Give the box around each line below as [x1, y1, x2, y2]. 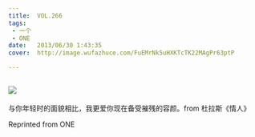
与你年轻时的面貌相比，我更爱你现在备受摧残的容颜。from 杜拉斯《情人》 [8, 103, 251, 113]
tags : [8, 19, 26, 27]
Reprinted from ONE [8, 119, 75, 129]
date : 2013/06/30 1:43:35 [8, 42, 103, 50]
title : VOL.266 [8, 11, 63, 20]
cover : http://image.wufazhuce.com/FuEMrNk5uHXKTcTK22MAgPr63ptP [8, 49, 235, 57]
